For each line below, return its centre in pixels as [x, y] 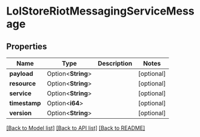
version [21, 113]
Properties [27, 46]
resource [23, 83]
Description [115, 63]
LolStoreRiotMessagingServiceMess [101, 11]
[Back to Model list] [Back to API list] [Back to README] [76, 128]
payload [21, 74]
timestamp [25, 103]
